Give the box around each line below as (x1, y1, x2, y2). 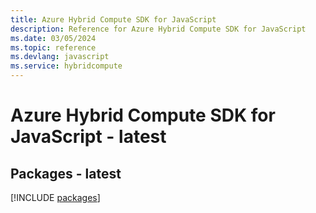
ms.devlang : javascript (10, 52, 110, 62)
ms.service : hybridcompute (10, 61, 123, 71)
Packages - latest (10, 165, 122, 182)
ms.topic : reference (10, 42, 97, 53)
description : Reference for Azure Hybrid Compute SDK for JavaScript (10, 24, 307, 34)
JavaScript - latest (10, 126, 167, 148)
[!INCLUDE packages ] (10, 192, 101, 203)
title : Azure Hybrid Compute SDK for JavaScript (10, 14, 217, 25)
